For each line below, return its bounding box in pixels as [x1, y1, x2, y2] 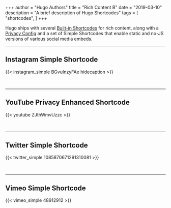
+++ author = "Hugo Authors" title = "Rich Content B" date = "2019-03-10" [5, 5, 162, 10]
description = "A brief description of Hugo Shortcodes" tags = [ [5, 10, 138, 16]
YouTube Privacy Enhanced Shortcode [5, 98, 130, 107]
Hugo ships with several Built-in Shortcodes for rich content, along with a [5, 25, 159, 31]
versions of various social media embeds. [5, 36, 93, 42]
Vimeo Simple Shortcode [5, 184, 87, 192]
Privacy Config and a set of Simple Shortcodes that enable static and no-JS [5, 31, 164, 36]
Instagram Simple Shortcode [5, 55, 98, 64]
